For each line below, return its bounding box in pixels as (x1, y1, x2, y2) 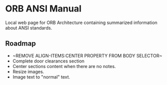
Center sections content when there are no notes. (12, 63, 116, 69)
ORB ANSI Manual (5, 3, 82, 14)
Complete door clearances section (12, 58, 85, 64)
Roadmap (5, 39, 36, 48)
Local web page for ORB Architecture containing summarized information (5, 19, 158, 25)
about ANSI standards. (5, 24, 52, 30)
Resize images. (12, 68, 44, 74)
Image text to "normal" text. (12, 73, 71, 80)
